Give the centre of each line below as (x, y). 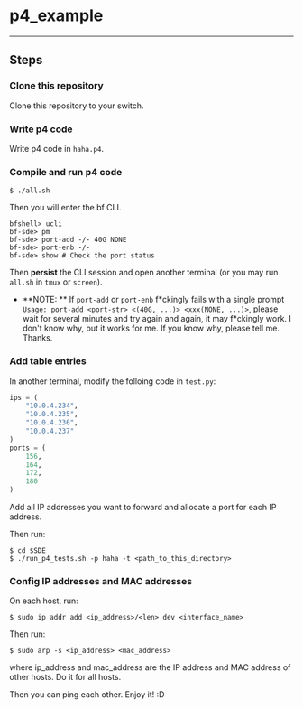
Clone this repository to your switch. (77, 106)
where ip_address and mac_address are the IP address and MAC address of (150, 667)
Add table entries (48, 361)
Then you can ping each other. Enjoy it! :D (87, 695)
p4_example (56, 16)
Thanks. (37, 338)
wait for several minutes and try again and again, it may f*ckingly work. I (156, 319)
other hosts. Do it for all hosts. (65, 677)
